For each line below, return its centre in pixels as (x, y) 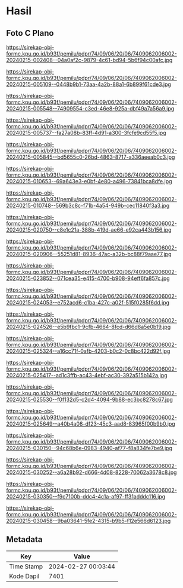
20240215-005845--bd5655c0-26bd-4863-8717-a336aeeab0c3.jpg (91, 157)
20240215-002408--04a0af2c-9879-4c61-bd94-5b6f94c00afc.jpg (89, 60)
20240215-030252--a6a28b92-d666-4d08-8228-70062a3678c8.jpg (91, 472)
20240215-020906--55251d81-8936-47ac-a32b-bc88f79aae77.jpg (89, 254)
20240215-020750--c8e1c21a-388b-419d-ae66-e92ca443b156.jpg (89, 230)
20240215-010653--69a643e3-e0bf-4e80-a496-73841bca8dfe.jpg (89, 181)
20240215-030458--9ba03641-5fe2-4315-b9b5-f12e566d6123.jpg (89, 521)
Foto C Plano (30, 33)
